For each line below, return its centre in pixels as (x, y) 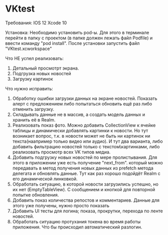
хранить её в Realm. (34, 120)
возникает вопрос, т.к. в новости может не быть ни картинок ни (81, 136)
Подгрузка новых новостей (42, 73)
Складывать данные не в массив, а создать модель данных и (79, 114)
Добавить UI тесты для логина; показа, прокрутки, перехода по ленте (88, 211)
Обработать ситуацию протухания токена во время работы (76, 221)
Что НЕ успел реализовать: (35, 58)
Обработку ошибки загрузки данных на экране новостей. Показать (85, 98)
